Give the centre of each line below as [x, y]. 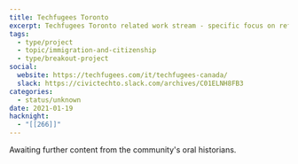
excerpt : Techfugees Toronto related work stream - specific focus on [142, 26]
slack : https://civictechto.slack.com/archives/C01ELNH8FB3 [130, 83]
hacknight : [29, 116]
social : [24, 67]
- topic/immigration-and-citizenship [87, 51]
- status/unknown [49, 100]
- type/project [45, 42]
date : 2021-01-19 [41, 108]
